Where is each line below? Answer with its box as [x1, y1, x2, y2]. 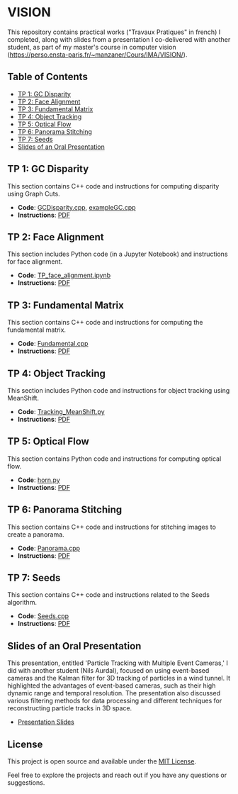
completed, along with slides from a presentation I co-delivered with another [7, 35, 231, 43]
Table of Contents [7, 71, 89, 83]
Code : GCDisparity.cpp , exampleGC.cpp [17, 203, 136, 211]
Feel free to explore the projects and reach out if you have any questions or [7, 771, 227, 780]
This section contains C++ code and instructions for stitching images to [7, 522, 216, 531]
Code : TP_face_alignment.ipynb [17, 271, 111, 280]
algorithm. [7, 598, 38, 607]
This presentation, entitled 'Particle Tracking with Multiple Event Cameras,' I [7, 659, 228, 667]
